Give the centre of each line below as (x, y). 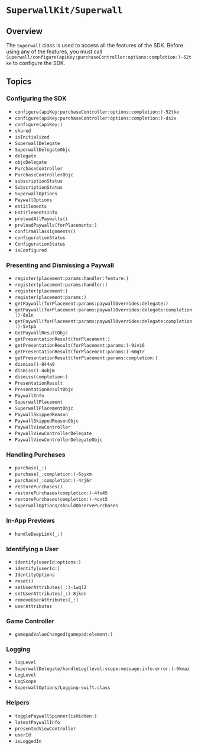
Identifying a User (33, 549)
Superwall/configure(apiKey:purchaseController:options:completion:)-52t (99, 57)
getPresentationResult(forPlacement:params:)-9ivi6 (79, 345)
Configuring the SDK (36, 98)
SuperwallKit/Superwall (64, 10)
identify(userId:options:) (48, 562)
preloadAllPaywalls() (41, 219)
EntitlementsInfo (36, 213)
